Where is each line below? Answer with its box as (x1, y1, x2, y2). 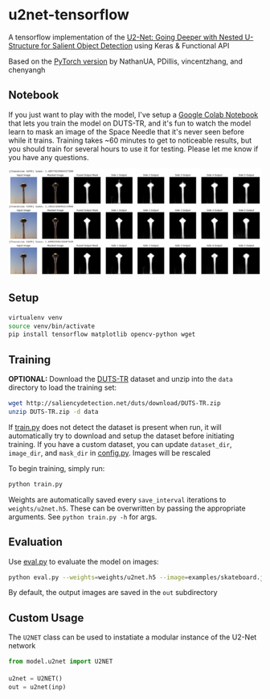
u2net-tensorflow (8, 6, 130, 24)
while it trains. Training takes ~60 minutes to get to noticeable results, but (8, 135, 252, 145)
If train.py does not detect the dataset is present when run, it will (8, 422, 223, 432)
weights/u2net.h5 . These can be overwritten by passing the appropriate (8, 503, 247, 513)
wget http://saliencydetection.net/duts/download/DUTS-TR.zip (8, 399, 221, 407)
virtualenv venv (8, 313, 63, 321)
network (8, 641, 36, 651)
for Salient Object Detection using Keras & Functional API (41, 40, 230, 50)
